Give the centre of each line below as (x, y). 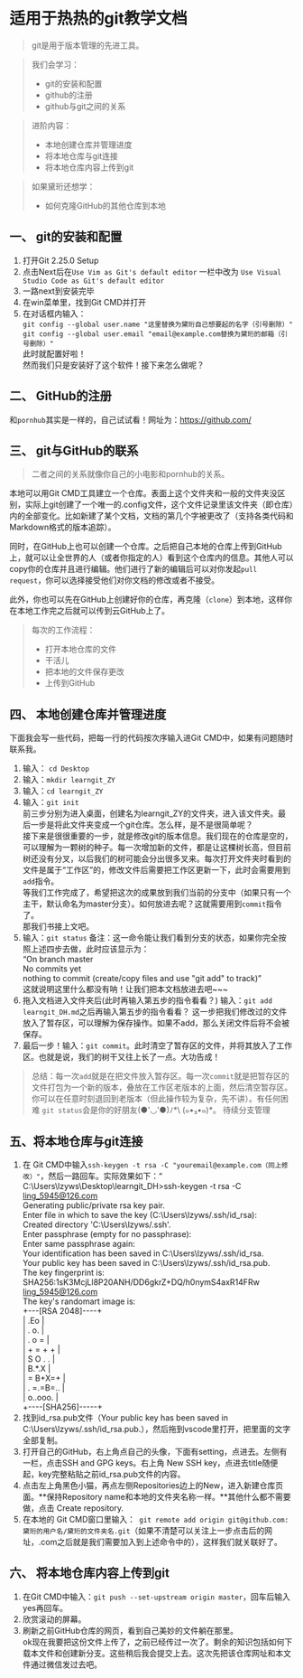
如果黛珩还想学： (63, 186)
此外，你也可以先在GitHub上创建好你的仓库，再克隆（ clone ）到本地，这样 (147, 600)
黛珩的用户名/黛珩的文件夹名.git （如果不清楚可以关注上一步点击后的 (143, 1531)
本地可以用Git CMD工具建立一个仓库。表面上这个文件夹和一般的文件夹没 (143, 493)
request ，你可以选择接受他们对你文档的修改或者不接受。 (115, 580)
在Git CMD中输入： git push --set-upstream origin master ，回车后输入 (156, 1597)
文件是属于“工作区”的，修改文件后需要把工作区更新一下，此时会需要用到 (156, 870)
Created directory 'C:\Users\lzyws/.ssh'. (96, 1224)
